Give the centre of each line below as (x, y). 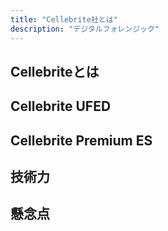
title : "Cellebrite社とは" (64, 19)
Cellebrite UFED (61, 106)
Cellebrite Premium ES (81, 140)
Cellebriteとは (55, 71)
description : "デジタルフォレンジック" (85, 29)
